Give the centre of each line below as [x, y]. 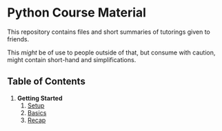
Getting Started [40, 98]
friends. [18, 39]
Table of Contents [47, 82]
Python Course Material [77, 13]
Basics [37, 112]
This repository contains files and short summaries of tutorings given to [109, 32]
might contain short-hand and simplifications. [72, 59]
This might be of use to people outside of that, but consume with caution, [111, 52]
